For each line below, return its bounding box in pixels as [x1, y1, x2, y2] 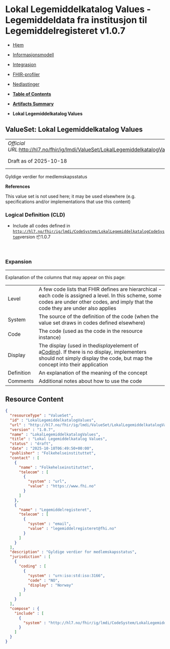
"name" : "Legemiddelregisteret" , [18, 507, 92, 512]
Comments [8, 377, 34, 385]
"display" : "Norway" [27, 583, 73, 588]
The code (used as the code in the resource [38, 328, 143, 335]
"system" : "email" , [27, 521, 71, 526]
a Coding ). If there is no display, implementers [38, 349, 147, 356]
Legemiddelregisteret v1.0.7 [5, 25, 125, 36]
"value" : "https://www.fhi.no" [27, 484, 96, 489]
